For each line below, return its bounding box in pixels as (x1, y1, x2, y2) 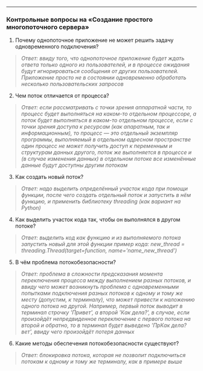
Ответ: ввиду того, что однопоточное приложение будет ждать (21, 55, 185, 62)
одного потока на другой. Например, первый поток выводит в (21, 303, 183, 310)
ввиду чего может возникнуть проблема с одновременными (21, 283, 179, 291)
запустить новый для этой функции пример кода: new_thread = (21, 240, 185, 248)
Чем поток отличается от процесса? (14, 92, 109, 100)
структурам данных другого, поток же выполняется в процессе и (21, 149, 192, 156)
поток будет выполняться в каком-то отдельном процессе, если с (21, 117, 193, 124)
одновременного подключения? (14, 43, 99, 50)
